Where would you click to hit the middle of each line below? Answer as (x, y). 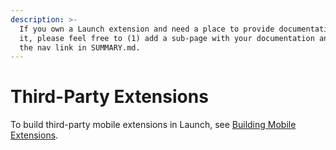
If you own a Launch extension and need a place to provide (147, 29)
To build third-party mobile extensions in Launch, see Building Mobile (153, 125)
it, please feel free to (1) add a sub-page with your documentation (167, 38)
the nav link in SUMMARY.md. (80, 47)
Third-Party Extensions (109, 97)
